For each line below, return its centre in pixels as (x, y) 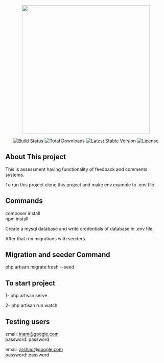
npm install (17, 219)
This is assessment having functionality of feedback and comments (76, 169)
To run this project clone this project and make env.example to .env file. (80, 184)
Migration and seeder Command (58, 255)
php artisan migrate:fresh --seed (40, 267)
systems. (15, 175)
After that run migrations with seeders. (46, 238)
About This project (36, 157)
